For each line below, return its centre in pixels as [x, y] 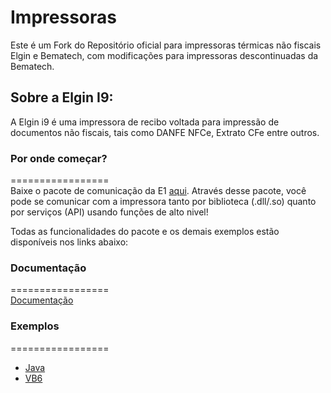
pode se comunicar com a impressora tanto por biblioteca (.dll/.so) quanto [163, 202]
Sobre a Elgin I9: [62, 97]
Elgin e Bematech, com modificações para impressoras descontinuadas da [164, 55]
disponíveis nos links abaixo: [69, 242]
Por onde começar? [59, 158]
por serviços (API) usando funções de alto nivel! [109, 212]
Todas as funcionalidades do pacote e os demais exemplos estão [145, 232]
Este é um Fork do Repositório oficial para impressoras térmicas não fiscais [166, 45]
